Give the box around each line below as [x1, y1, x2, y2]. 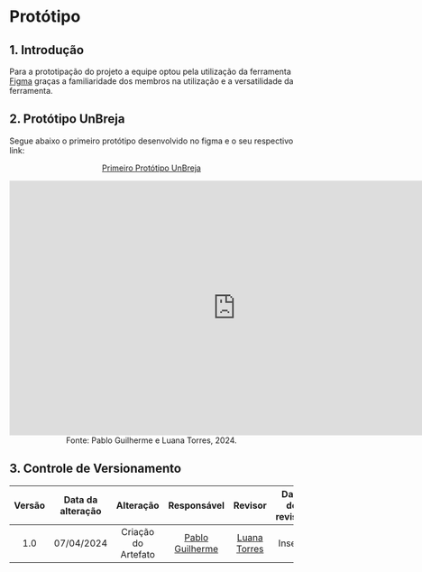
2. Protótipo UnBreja [9, 111, 125, 127]
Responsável [168, 499, 225, 512]
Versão [14, 499, 46, 512]
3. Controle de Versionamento [9, 461, 182, 476]
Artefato [120, 548, 156, 560]
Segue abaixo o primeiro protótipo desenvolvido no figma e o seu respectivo [9, 135, 294, 146]
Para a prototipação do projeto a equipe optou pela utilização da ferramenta [9, 66, 291, 77]
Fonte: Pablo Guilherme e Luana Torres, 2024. [66, 435, 237, 446]
